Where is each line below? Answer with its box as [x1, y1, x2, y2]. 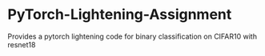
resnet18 [7, 39, 36, 49]
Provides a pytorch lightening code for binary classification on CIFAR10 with [7, 32, 258, 41]
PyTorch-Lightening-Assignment [7, 6, 232, 24]
